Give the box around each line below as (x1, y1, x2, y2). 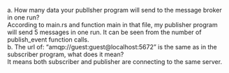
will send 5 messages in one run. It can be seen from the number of (7, 28, 202, 36)
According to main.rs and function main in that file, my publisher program (7, 21, 218, 29)
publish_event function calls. (7, 35, 89, 44)
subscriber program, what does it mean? (7, 50, 124, 58)
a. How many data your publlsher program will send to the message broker (7, 6, 222, 14)
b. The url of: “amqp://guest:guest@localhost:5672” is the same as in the (7, 43, 218, 51)
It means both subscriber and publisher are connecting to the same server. (7, 58, 222, 65)
